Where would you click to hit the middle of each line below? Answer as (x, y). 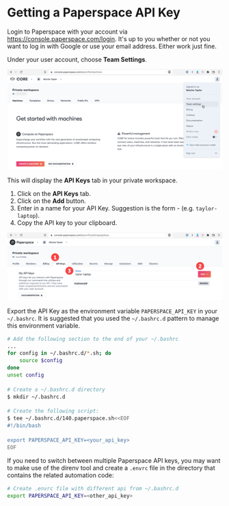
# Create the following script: (53, 411)
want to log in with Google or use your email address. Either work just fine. (112, 46)
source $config (41, 361)
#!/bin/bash (24, 426)
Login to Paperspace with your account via (67, 32)
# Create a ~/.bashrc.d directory (56, 389)
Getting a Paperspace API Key (94, 13)
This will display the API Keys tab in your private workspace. (92, 180)
